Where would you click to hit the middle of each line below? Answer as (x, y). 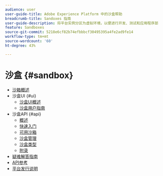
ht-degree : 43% (20, 46)
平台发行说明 (25, 168)
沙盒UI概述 (30, 102)
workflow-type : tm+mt (27, 37)
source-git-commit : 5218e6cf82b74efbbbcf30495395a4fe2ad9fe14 (69, 32)
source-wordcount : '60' (29, 41)
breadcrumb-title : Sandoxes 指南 (38, 18)
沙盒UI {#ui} (24, 96)
